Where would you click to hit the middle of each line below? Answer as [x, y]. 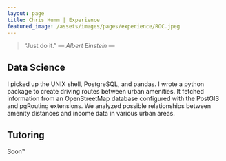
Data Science [36, 67]
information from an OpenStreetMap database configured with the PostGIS [113, 99]
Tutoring [26, 135]
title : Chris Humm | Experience [53, 20]
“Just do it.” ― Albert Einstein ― [69, 46]
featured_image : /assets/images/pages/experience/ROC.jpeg [94, 26]
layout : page [26, 13]
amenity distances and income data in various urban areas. [91, 114]
